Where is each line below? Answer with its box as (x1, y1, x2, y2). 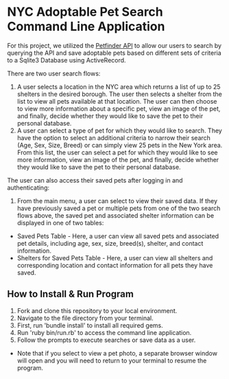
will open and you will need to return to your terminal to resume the (16, 356, 207, 365)
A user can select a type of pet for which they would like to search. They (16, 126, 223, 135)
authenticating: (7, 183, 50, 192)
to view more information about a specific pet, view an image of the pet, (16, 104, 221, 113)
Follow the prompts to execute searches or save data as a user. (16, 336, 196, 344)
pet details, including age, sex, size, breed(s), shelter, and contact (16, 239, 204, 247)
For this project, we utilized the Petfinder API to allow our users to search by (7, 41, 221, 49)
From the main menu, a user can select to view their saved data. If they (16, 196, 218, 205)
